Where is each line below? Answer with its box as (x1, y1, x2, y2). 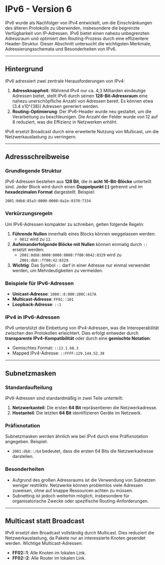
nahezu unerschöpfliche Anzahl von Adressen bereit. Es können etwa (12, 98, 153, 104)
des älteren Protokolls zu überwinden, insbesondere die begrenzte (5, 25, 140, 31)
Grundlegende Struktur (5, 168, 62, 175)
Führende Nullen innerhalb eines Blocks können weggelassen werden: (12, 231, 156, 237)
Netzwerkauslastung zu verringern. (5, 134, 77, 140)
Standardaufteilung (5, 384, 53, 390)
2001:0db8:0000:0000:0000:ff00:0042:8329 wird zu (19, 251, 122, 257)
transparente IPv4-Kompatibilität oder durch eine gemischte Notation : (5, 335, 151, 341)
